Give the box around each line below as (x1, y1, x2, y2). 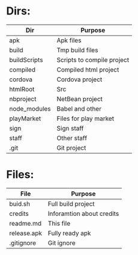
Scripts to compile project (56, 55, 130, 64)
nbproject (9, 94, 37, 103)
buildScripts (9, 55, 43, 64)
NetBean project (56, 94, 103, 103)
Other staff (56, 134, 88, 142)
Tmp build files (56, 46, 98, 54)
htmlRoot (9, 85, 35, 93)
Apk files (56, 36, 82, 45)
